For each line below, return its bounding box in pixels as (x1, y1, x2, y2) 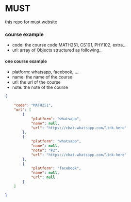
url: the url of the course (12, 79, 61, 85)
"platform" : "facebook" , (31, 166, 82, 171)
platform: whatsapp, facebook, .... (12, 69, 80, 75)
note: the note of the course (12, 84, 68, 90)
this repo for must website (5, 19, 57, 25)
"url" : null (31, 175, 55, 180)
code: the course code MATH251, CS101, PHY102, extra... (12, 42, 127, 48)
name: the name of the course (12, 74, 73, 80)
